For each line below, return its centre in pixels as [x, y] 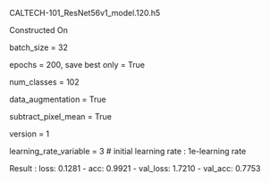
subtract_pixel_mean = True [60, 116]
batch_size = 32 [39, 47]
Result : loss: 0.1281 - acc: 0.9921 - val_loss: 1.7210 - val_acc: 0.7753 [135, 168]
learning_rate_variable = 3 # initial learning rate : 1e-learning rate [128, 151]
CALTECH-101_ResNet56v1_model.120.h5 [85, 13]
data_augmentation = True [58, 99]
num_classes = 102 [44, 82]
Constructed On [39, 30]
